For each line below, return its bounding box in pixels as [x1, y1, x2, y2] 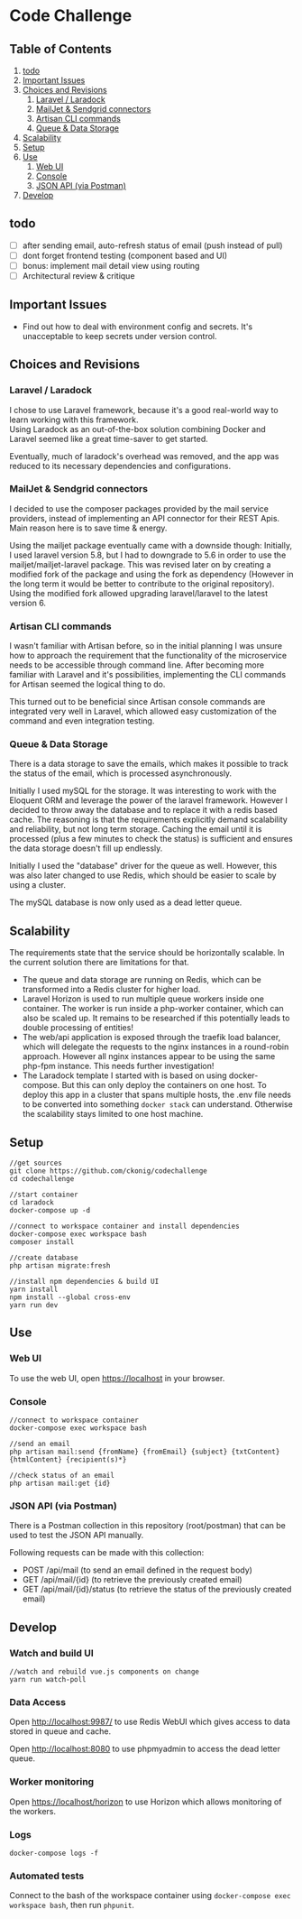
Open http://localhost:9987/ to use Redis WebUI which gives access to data [9, 1716, 291, 1728]
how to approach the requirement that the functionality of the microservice [9, 650, 287, 661]
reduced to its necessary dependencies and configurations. [9, 460, 232, 471]
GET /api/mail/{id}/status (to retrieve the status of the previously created [22, 1584, 292, 1595]
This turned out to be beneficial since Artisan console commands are [9, 697, 266, 707]
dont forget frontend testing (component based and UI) [22, 250, 228, 261]
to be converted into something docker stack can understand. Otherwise [22, 1099, 293, 1110]
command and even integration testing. [9, 715, 155, 726]
